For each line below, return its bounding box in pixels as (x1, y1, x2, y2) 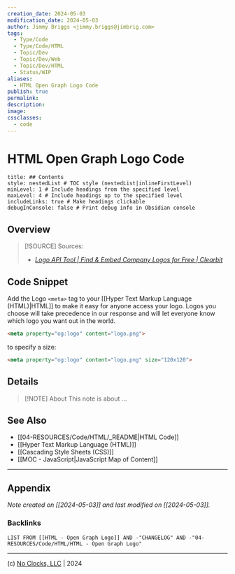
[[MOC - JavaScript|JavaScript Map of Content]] (17, 455, 159, 464)
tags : (7, 29, 23, 37)
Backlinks (7, 518, 42, 528)
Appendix (7, 482, 51, 494)
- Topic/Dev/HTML (13, 62, 64, 69)
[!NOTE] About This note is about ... (24, 394, 127, 403)
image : (7, 108, 27, 115)
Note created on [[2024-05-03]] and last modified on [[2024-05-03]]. (7, 501, 211, 509)
